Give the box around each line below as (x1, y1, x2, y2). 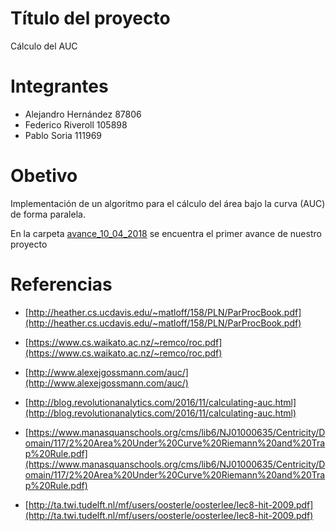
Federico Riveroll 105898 (24, 118, 128, 131)
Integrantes (10, 75, 109, 98)
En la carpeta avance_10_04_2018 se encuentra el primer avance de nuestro (10, 227, 322, 239)
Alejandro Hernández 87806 (24, 108, 142, 120)
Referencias (10, 273, 113, 296)
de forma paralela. (10, 208, 86, 220)
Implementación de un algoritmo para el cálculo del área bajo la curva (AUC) (10, 197, 326, 209)
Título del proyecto (10, 7, 171, 30)
